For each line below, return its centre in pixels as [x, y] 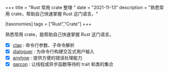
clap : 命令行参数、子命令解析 [44, 45]
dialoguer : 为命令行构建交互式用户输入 [53, 52]
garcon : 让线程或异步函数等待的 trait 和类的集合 [63, 64]
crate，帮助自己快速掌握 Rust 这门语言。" [54, 14]
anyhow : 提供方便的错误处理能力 [47, 58]
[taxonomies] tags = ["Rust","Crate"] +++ [48, 24]
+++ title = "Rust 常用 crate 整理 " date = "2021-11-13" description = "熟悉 [82, 7]
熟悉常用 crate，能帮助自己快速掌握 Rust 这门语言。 [60, 34]
